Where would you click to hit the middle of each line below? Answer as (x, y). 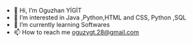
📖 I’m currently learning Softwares (62, 25)
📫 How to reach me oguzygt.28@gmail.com (76, 32)
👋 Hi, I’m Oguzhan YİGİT (48, 10)
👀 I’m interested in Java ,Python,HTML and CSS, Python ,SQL (100, 17)
